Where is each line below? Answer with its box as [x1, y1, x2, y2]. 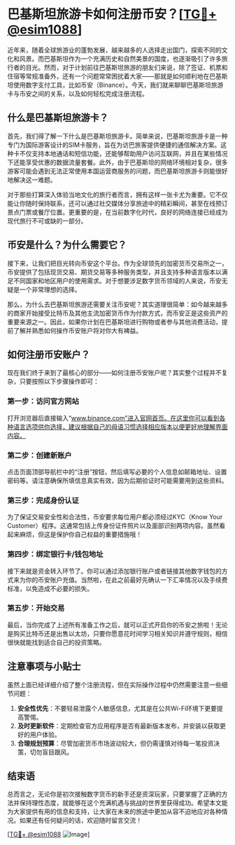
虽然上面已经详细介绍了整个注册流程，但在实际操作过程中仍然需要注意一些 [7, 680, 222, 689]
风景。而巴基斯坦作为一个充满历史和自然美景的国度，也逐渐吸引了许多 [19, 54, 222, 63]
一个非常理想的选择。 [19, 285, 81, 294]
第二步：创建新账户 [7, 450, 72, 460]
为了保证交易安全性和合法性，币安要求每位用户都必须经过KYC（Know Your [7, 513, 223, 521]
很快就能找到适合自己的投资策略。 [7, 638, 106, 646]
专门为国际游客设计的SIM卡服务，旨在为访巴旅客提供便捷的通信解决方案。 [7, 141, 221, 149]
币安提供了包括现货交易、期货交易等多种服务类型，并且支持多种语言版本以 [7, 267, 222, 276]
